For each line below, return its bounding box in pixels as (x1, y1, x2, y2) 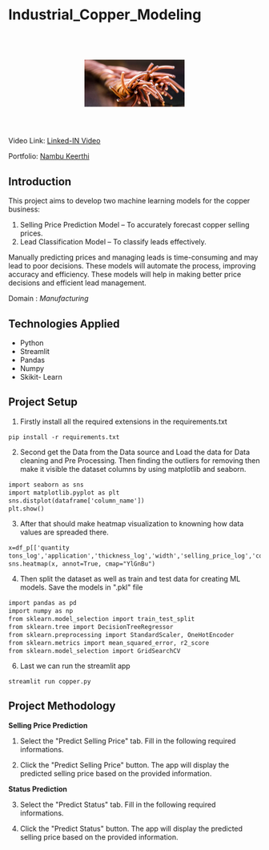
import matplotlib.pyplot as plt (8, 489, 120, 497)
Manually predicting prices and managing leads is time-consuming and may (8, 252, 259, 262)
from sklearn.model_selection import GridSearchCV (8, 647, 181, 655)
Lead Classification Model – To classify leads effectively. (19, 237, 207, 247)
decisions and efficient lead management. (8, 278, 147, 288)
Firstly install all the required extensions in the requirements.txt (19, 417, 228, 426)
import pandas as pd (8, 598, 78, 606)
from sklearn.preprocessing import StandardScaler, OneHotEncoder (8, 630, 235, 639)
